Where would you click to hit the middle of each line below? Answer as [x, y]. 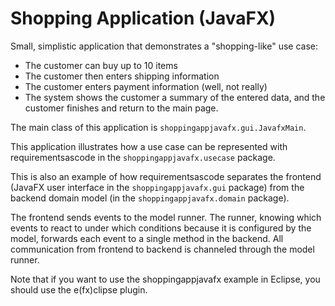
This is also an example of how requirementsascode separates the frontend [166, 176]
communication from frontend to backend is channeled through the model [162, 249]
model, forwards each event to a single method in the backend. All [147, 238]
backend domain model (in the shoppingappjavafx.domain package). [150, 198]
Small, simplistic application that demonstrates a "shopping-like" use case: [164, 46]
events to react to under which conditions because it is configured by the [161, 228]
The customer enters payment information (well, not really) [146, 86]
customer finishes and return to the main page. [121, 108]
